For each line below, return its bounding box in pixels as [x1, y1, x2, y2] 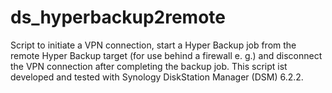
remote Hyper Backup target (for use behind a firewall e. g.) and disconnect [10, 49, 323, 61]
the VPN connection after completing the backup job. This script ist [10, 60, 288, 72]
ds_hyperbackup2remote [10, 6, 226, 29]
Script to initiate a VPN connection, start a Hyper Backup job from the [10, 39, 297, 51]
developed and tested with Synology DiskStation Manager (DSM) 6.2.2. [10, 71, 304, 83]
